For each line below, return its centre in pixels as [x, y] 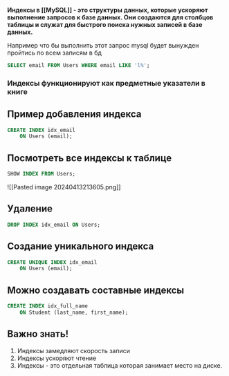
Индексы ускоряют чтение [57, 358]
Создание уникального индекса [81, 246]
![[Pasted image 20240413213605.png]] [64, 187]
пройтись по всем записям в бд [55, 53]
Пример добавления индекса [74, 114]
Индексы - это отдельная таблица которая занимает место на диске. [120, 365]
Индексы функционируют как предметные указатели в [107, 83]
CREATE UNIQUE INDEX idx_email [52, 262]
